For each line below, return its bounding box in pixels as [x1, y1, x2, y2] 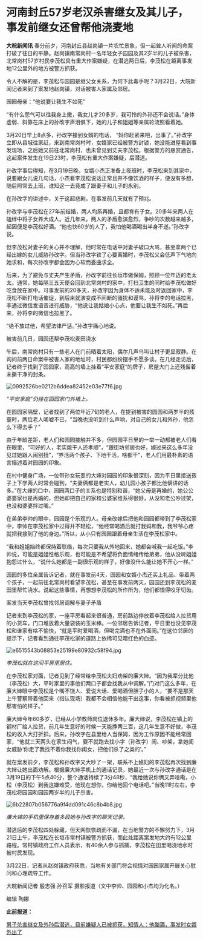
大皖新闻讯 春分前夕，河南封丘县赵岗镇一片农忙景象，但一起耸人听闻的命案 [6, 42, 193, 49]
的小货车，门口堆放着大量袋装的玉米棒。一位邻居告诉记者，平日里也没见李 [6, 619, 192, 627]
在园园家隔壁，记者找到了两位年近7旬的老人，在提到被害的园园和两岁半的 [6, 408, 189, 415]
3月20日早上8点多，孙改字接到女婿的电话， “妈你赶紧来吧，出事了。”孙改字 [6, 131, 192, 138]
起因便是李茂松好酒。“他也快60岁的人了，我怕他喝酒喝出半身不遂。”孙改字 [6, 222, 190, 230]
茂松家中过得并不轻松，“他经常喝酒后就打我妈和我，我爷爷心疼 [37, 522, 195, 530]
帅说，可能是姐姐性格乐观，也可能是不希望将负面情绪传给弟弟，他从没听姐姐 [6, 550, 197, 557]
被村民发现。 [6, 849, 38, 856]
